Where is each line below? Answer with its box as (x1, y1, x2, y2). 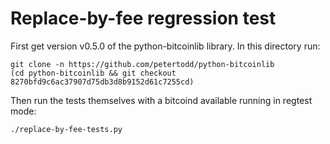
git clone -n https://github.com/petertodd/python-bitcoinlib (10, 59, 275, 69)
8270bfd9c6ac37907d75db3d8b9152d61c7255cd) (10, 77, 195, 87)
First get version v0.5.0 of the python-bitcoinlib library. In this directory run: (10, 40, 321, 52)
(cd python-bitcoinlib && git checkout (10, 68, 177, 78)
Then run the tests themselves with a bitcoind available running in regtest (10, 94, 313, 106)
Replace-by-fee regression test (10, 7, 277, 30)
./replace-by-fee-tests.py (10, 124, 123, 134)
